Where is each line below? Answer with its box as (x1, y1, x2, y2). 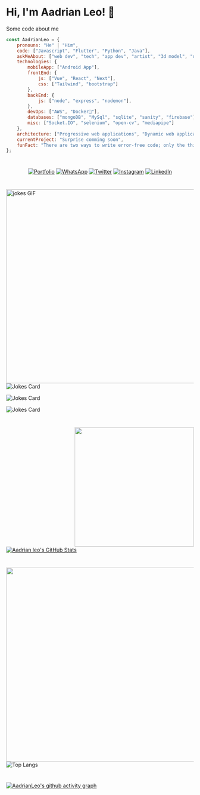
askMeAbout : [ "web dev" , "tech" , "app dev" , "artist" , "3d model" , (17, 53, 187, 59)
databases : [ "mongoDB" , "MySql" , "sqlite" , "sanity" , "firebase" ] (27, 115, 196, 121)
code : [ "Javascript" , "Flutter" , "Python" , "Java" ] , (17, 48, 151, 54)
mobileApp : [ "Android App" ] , (27, 64, 100, 70)
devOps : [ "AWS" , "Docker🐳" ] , (27, 109, 100, 115)
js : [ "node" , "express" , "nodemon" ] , (37, 98, 132, 104)
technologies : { (17, 59, 58, 65)
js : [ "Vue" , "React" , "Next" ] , (37, 76, 116, 82)
